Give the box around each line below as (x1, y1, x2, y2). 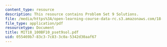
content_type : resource (5, 7, 55, 12)
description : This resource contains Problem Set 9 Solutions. (5, 12, 139, 17)
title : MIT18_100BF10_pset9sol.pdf (5, 30, 79, 35)
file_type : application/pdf (5, 21, 64, 26)
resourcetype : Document (5, 25, 55, 30)
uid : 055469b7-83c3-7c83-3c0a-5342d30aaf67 (5, 35, 97, 40)
